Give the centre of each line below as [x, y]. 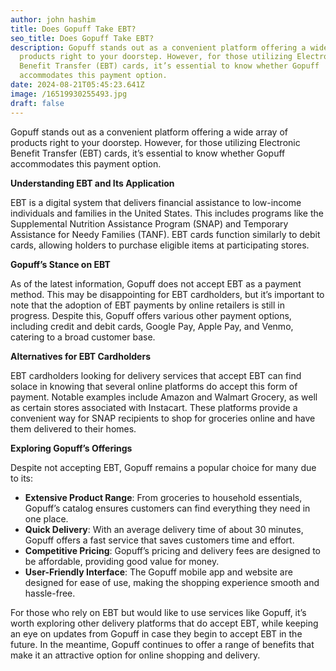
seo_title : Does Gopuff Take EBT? [82, 38]
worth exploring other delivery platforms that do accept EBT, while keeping [164, 623]
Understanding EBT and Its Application [92, 183]
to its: [22, 478]
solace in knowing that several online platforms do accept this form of [154, 386]
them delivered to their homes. [73, 428]
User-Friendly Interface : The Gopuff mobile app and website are [158, 572]
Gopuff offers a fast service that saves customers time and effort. [159, 540]
